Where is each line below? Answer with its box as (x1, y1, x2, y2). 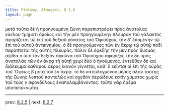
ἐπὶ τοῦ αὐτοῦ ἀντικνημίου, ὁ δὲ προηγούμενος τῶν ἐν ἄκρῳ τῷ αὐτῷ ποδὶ (5, 42, 162, 48)
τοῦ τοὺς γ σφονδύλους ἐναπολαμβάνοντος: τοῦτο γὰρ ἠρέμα (5, 79, 137, 85)
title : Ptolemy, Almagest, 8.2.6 (5, 7, 75, 13)
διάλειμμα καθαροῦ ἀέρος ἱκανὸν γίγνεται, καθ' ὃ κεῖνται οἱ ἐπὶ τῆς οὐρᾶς (5, 63, 162, 69)
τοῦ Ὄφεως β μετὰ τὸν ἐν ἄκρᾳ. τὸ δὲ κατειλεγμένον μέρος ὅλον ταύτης (5, 68, 159, 74)
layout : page (5, 12, 33, 17)
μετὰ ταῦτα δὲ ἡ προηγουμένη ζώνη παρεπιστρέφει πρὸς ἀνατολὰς (5, 26, 147, 32)
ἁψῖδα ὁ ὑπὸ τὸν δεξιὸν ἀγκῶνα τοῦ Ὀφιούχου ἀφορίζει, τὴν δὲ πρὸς (5, 52, 151, 58)
